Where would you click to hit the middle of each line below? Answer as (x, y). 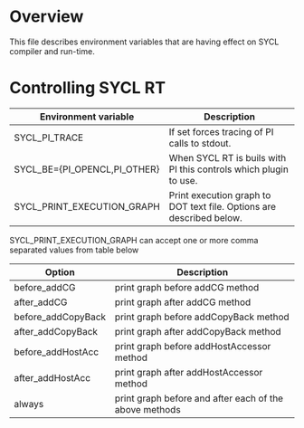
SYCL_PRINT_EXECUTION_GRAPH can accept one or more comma (134, 240)
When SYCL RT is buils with (228, 157)
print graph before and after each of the (199, 398)
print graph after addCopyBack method (198, 331)
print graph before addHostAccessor (193, 346)
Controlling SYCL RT (87, 88)
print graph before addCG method (187, 287)
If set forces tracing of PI (221, 131)
